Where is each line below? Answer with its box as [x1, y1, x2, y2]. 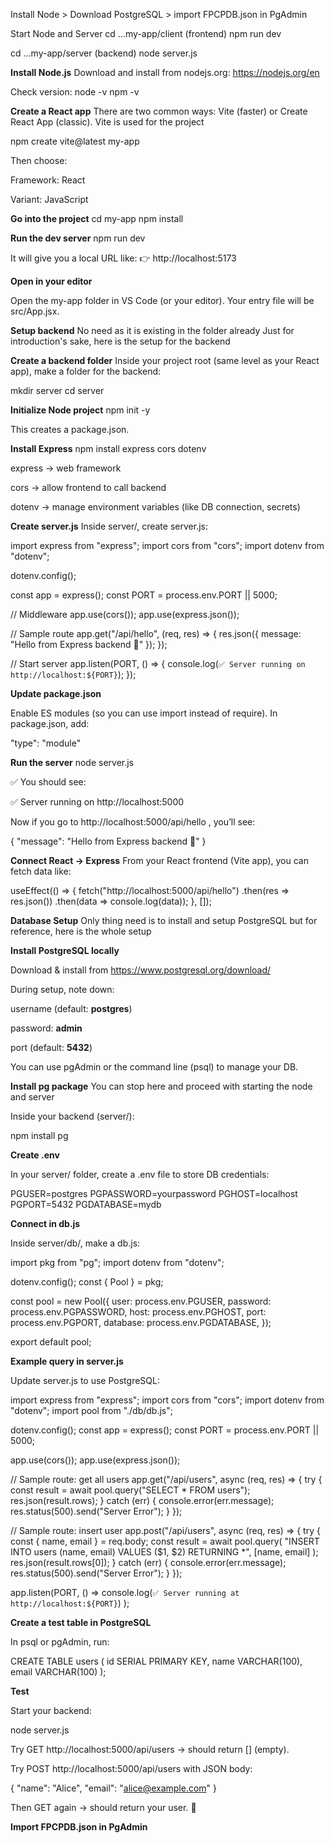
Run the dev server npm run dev [10, 232, 146, 244]
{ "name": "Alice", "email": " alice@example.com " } [10, 1782, 218, 1794]
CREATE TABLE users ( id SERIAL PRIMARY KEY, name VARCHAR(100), [10, 1655, 303, 1667]
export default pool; [10, 1336, 92, 1348]
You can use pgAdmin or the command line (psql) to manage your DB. [10, 1061, 299, 1073]
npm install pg [10, 1130, 69, 1141]
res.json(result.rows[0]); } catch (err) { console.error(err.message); [10, 1557, 287, 1568]
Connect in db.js [10, 1218, 81, 1229]
